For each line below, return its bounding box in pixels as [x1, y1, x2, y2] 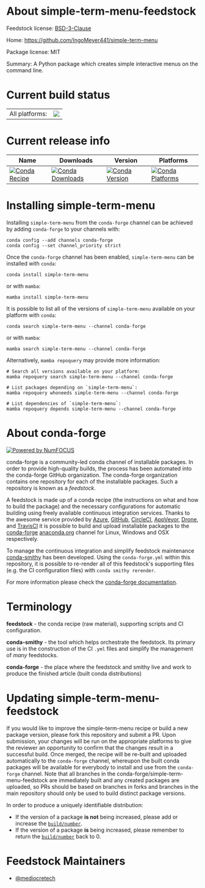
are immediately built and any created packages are [49, 776, 180, 784]
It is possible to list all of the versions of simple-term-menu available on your [6, 305, 195, 312]
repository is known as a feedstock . [6, 484, 96, 491]
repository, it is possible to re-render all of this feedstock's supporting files [6, 560, 194, 567]
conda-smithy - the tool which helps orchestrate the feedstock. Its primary [6, 638, 196, 646]
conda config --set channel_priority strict [6, 242, 121, 248]
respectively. [6, 535, 38, 542]
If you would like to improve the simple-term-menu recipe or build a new [6, 724, 188, 732]
